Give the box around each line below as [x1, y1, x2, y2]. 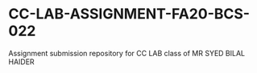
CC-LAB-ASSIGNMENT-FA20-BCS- [8, 5, 251, 23]
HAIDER [8, 57, 35, 67]
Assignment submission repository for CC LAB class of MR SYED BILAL [8, 48, 246, 58]
